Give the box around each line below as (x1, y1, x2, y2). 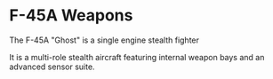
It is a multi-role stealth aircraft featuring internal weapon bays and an (9, 51, 265, 62)
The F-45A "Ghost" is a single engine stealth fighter (9, 35, 200, 45)
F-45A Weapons (9, 5, 133, 26)
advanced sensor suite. (9, 61, 95, 72)
